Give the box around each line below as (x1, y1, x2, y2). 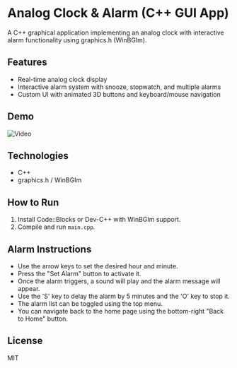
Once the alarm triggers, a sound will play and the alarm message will (17, 277, 221, 285)
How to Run (7, 196, 59, 208)
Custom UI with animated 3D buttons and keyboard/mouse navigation (17, 90, 221, 98)
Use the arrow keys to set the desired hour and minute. (17, 262, 178, 270)
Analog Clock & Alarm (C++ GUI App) (7, 5, 229, 21)
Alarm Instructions (7, 243, 92, 255)
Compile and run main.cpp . (17, 222, 96, 231)
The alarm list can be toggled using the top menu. (17, 299, 163, 308)
